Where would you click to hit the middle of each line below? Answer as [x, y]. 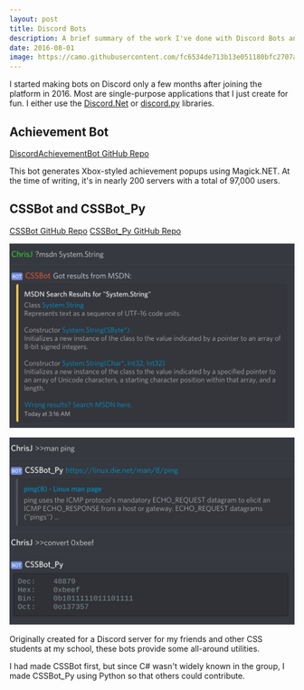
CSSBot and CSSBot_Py [78, 209]
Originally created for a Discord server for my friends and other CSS [136, 638]
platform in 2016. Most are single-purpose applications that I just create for [149, 94]
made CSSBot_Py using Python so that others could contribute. [128, 676]
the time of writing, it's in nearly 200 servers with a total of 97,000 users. [145, 180]
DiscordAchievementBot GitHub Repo [79, 153]
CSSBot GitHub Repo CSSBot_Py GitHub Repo [95, 231]
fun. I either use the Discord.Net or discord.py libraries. [112, 103]
